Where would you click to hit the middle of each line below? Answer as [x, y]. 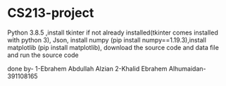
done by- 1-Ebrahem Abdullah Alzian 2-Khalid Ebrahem [87, 68]
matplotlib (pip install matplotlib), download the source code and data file [113, 47]
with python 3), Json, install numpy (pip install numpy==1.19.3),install [107, 39]
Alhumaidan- [187, 68]
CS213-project [51, 13]
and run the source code [43, 55]
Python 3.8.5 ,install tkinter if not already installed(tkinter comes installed [113, 32]
